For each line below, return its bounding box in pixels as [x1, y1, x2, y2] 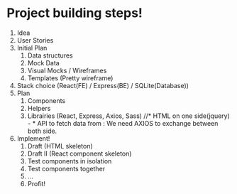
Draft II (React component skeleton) [27, 149, 132, 158]
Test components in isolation [27, 156, 112, 165]
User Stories [16, 36, 54, 44]
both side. [27, 126, 57, 135]
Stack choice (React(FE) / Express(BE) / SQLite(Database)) [16, 81, 189, 90]
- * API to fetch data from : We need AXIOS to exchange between [27, 119, 219, 127]
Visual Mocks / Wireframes [27, 66, 107, 75]
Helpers [27, 104, 51, 112]
